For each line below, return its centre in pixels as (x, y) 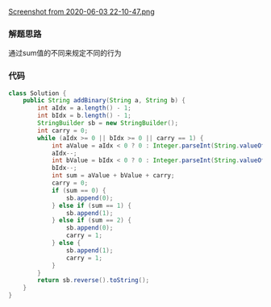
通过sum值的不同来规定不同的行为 (65, 53)
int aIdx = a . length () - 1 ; (84, 108)
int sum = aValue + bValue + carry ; (113, 176)
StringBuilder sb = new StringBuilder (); (108, 123)
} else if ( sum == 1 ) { (91, 205)
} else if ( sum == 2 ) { (91, 221)
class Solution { (38, 93)
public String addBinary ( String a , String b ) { (104, 101)
